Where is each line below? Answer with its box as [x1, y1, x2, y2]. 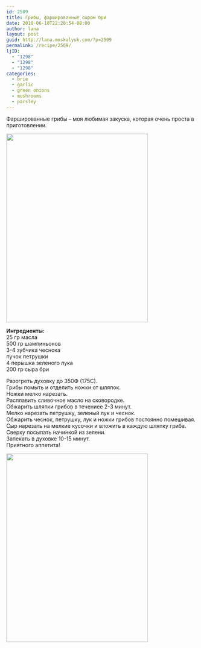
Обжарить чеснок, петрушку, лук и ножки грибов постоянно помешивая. [6, 416, 196, 423]
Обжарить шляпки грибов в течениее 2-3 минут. [6, 402, 132, 410]
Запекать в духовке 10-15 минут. [6, 435, 91, 442]
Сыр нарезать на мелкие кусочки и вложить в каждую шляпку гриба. [6, 422, 187, 429]
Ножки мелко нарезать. [6, 390, 68, 397]
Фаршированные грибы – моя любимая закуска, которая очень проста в [6, 115, 194, 122]
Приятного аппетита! [6, 441, 60, 448]
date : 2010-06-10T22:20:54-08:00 [6, 20, 91, 26]
